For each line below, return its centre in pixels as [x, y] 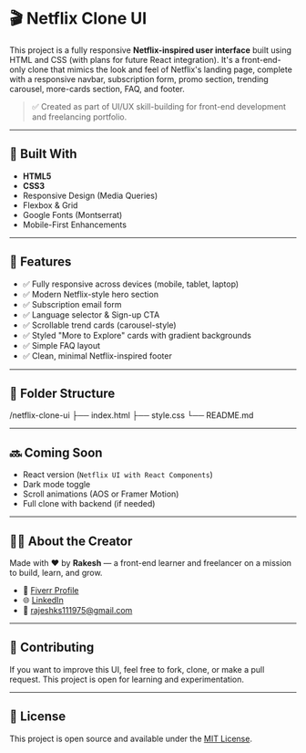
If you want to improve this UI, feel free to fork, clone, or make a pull [137, 669]
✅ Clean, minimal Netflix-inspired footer [97, 356]
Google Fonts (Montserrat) [72, 214]
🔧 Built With [43, 154]
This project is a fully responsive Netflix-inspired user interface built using [151, 50]
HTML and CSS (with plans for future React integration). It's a [124, 59]
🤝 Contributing [52, 648]
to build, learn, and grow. [56, 573]
